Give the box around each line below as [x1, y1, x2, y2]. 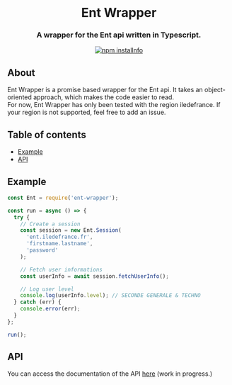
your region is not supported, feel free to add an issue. [7, 108, 166, 117]
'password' [25, 247, 59, 254]
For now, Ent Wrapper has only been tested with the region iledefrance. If [7, 101, 221, 109]
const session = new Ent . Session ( [20, 227, 122, 234]
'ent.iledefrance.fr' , [25, 233, 93, 241]
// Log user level [20, 285, 74, 293]
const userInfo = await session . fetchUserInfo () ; [20, 272, 170, 280]
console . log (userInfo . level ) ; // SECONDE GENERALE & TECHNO [20, 292, 201, 299]
